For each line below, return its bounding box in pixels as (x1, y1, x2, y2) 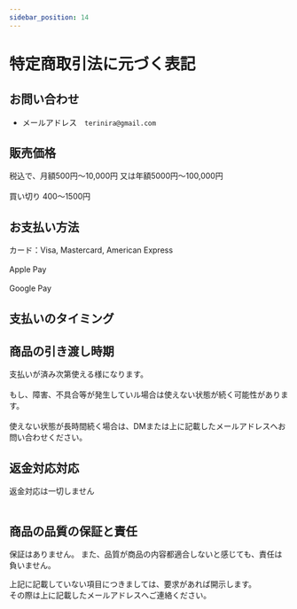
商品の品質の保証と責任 (9, 524, 137, 539)
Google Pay (9, 283, 51, 293)
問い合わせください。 (9, 432, 87, 443)
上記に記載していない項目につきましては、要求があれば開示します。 (9, 579, 257, 589)
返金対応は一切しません (9, 486, 95, 496)
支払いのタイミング (9, 311, 114, 326)
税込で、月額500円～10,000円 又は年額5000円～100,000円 (9, 170, 223, 182)
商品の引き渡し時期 (9, 344, 114, 359)
